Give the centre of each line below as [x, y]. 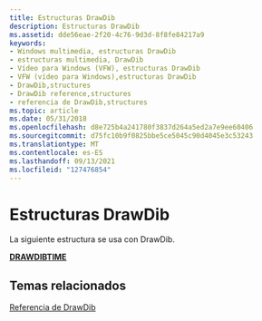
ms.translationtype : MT [54, 144]
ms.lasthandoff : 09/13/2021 [63, 161]
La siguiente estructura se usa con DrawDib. [92, 239]
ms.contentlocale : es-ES [56, 152]
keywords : [28, 43]
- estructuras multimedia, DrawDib [77, 60]
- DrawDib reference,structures [70, 93]
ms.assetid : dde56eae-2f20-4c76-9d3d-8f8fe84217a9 [107, 34]
